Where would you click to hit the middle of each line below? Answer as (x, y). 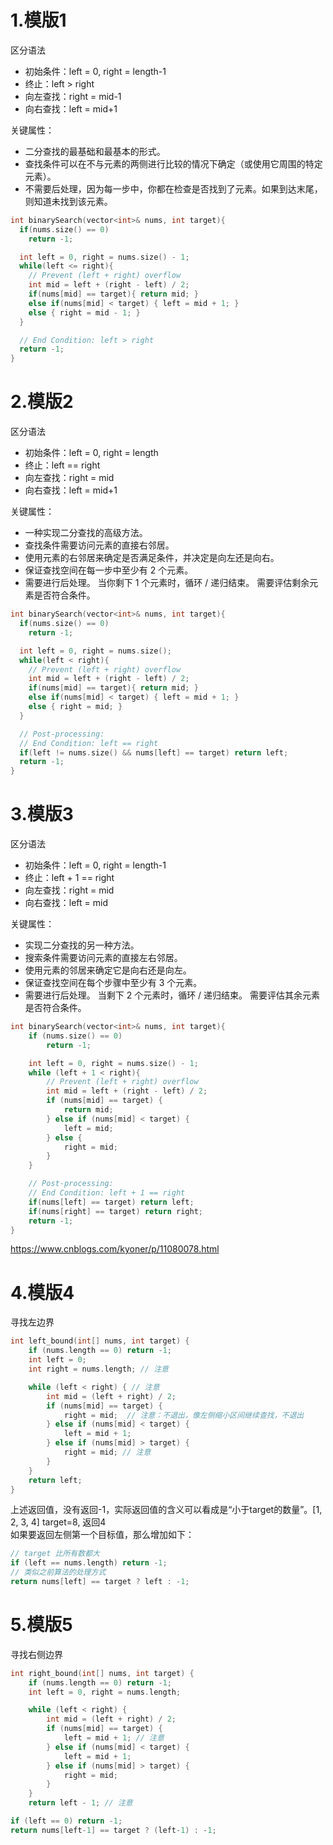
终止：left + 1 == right (69, 878)
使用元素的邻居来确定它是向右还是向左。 (108, 970)
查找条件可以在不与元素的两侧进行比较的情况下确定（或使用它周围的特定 (173, 163)
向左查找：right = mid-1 (73, 96)
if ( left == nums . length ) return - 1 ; (89, 1563)
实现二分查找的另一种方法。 (82, 945)
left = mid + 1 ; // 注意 (114, 1738)
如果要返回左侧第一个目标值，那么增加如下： (102, 1535)
